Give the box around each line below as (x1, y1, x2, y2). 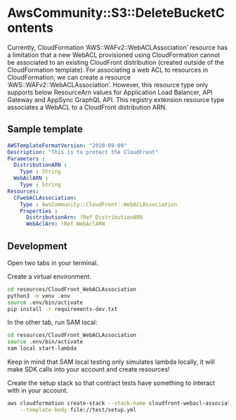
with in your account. (7, 386, 69, 395)
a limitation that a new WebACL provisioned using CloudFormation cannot (7, 51, 221, 59)
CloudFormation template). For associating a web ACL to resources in (7, 65, 209, 74)
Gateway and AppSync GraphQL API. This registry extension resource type (7, 95, 225, 103)
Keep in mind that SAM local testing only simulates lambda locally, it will (7, 357, 216, 367)
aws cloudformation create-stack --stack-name (7, 400, 146, 407)
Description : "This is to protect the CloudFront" (7, 148, 159, 155)
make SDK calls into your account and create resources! (7, 365, 170, 374)
